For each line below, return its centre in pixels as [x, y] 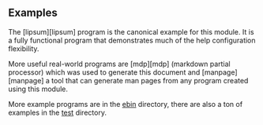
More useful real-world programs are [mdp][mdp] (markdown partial [119, 64]
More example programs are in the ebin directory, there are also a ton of [126, 104]
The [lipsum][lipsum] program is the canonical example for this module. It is [131, 31]
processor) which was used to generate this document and [104, 72]
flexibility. [24, 48]
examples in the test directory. [57, 112]
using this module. [38, 89]
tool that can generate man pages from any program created [150, 80]
